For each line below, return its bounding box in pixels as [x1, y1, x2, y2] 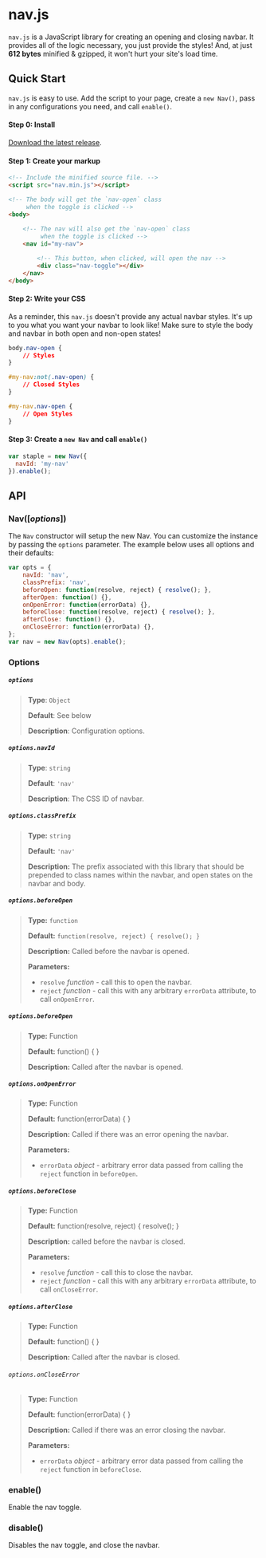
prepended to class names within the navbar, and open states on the [27, 870, 253, 879]
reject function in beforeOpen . [39, 1169, 139, 1178]
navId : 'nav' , [22, 571, 69, 579]
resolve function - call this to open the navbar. [39, 977, 193, 987]
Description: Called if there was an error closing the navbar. [27, 1425, 225, 1434]
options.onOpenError [8, 1080, 77, 1088]
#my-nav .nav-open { [8, 402, 73, 410]
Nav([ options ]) [8, 513, 67, 524]
